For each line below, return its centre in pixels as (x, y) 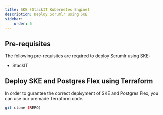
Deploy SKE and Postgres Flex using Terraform (79, 81)
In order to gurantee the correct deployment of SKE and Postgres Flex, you (82, 93)
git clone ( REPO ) (23, 108)
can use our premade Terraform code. (44, 98)
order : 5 (23, 24)
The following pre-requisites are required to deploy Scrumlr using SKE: (78, 56)
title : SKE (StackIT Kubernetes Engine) (48, 10)
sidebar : (14, 19)
